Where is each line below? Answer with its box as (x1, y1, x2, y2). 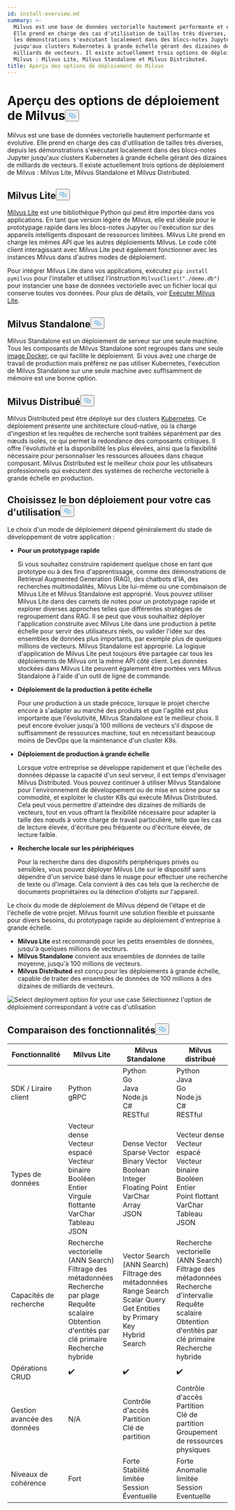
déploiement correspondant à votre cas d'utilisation (7, 1003, 156, 1011)
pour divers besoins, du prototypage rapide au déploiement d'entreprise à (7, 916, 221, 924)
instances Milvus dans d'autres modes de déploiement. (7, 253, 166, 262)
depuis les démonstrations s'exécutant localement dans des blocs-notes (7, 145, 217, 154)
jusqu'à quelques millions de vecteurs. (17, 944, 129, 953)
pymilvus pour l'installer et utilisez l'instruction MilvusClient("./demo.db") (7, 274, 220, 283)
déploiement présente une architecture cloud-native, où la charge (7, 422, 197, 430)
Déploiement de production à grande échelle (17, 749, 150, 758)
